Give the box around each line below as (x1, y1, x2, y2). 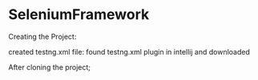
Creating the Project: (8, 32, 77, 41)
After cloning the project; (8, 62, 91, 72)
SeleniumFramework (8, 6, 150, 24)
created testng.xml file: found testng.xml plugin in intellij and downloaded (8, 47, 251, 56)
